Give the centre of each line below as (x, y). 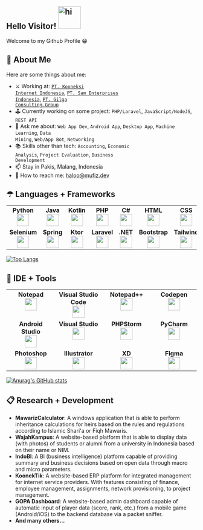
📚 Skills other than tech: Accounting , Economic (72, 146)
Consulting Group (37, 105)
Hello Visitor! (31, 26)
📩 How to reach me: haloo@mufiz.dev (62, 175)
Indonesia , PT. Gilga (41, 99)
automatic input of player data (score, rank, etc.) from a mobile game (101, 508)
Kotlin (77, 210)
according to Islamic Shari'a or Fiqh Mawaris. (71, 431)
